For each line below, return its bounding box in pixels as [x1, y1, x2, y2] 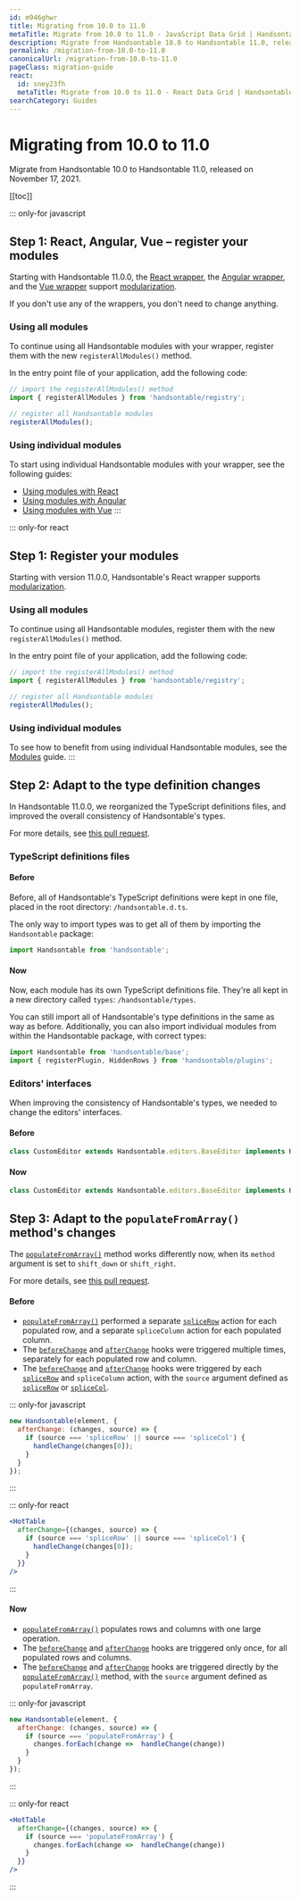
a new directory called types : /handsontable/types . [9, 995, 196, 1005]
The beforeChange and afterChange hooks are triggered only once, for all [21, 1642, 287, 1653]
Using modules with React [21, 486, 119, 496]
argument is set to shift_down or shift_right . [9, 1258, 177, 1269]
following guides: [9, 469, 73, 479]
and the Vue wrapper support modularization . [9, 281, 177, 292]
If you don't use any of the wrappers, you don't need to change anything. [9, 298, 279, 309]
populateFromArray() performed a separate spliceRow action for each [21, 1316, 277, 1327]
